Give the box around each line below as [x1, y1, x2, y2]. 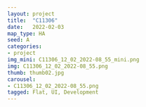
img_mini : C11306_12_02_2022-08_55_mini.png [7, 56, 140, 63]
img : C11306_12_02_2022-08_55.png [7, 63, 109, 70]
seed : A [7, 37, 30, 44]
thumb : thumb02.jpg [7, 69, 65, 76]
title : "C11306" [7, 17, 58, 24]
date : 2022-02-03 [7, 23, 65, 30]
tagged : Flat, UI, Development [7, 89, 99, 96]
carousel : [7, 75, 36, 83]
